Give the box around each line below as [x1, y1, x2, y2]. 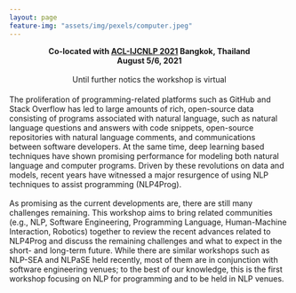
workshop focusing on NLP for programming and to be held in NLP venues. [9, 273, 284, 284]
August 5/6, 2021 [116, 55, 182, 66]
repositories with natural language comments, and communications [9, 132, 256, 143]
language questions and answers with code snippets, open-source [9, 123, 254, 133]
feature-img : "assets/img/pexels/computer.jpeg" [9, 21, 193, 30]
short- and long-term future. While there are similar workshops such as [9, 245, 270, 256]
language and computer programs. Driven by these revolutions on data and [9, 161, 284, 171]
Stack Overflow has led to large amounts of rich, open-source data [9, 104, 254, 115]
